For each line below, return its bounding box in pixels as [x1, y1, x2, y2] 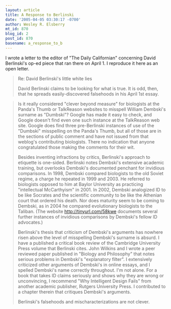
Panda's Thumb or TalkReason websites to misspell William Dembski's [17, 106, 166, 112]
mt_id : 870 [5, 27, 29, 32]
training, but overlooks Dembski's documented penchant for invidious [17, 164, 165, 171]
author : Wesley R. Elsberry [5, 21, 65, 27]
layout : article [5, 7, 40, 13]
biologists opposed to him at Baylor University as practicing [17, 181, 143, 187]
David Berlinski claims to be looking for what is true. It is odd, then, [17, 85, 158, 91]
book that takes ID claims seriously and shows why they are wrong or [17, 272, 164, 278]
